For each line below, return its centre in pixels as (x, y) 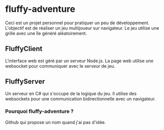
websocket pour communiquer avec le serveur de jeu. (60, 66)
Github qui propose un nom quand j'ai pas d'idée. (55, 122)
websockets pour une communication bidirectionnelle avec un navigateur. (81, 99)
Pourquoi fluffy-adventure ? (39, 111)
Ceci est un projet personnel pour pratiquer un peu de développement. (77, 23)
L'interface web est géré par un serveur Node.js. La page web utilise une (79, 61)
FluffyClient (24, 49)
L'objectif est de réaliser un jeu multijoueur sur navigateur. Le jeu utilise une (82, 28)
